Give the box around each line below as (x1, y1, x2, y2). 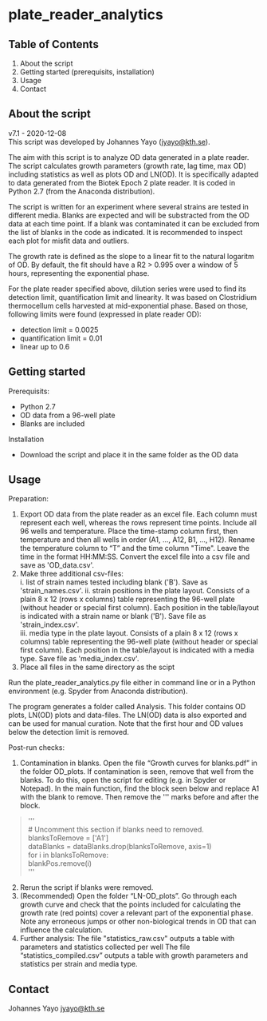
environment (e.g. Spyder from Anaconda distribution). (8, 686, 188, 696)
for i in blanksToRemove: (27, 850, 109, 860)
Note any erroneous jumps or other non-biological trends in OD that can (19, 917, 257, 927)
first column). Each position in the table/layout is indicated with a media (19, 645, 255, 655)
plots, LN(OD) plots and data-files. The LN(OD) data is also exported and (8, 710, 247, 720)
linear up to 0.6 (19, 341, 70, 351)
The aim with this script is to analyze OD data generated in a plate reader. (8, 152, 249, 162)
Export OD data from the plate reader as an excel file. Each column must (19, 509, 257, 519)
